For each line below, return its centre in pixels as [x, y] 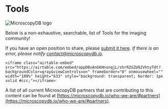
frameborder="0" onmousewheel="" [128, 72]
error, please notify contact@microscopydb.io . [54, 53]
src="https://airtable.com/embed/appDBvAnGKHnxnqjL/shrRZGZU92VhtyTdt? [83, 67]
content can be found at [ [32, 95]
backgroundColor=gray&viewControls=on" [48, 72]
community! [18, 38]
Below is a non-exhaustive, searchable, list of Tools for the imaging [76, 33]
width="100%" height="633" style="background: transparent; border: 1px [84, 76]
